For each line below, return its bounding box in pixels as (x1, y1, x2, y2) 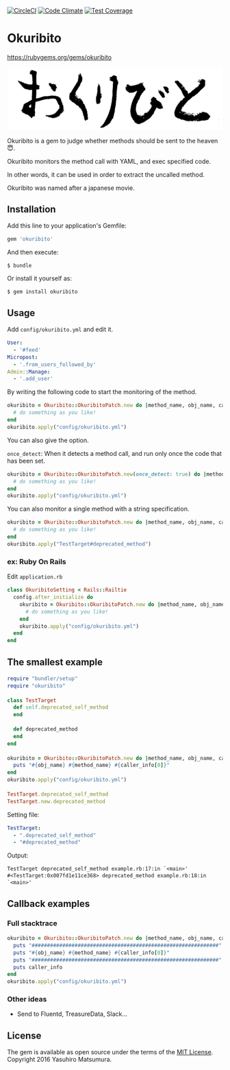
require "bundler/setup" (7, 675, 78, 682)
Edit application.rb (7, 572, 63, 581)
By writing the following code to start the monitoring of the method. (7, 388, 197, 396)
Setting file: (7, 810, 40, 818)
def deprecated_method (13, 726, 78, 733)
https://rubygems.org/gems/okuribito (7, 53, 112, 61)
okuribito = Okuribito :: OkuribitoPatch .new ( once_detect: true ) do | (7, 470, 207, 478)
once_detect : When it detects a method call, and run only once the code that (7, 449, 222, 457)
